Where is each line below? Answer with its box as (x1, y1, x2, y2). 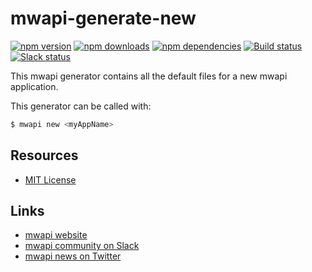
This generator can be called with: (10, 100, 152, 112)
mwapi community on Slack (24, 240, 140, 252)
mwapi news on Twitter (24, 250, 122, 262)
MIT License (24, 173, 77, 186)
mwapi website (24, 229, 88, 241)
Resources (10, 147, 79, 164)
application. (10, 80, 59, 92)
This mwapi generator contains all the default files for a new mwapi (10, 70, 288, 82)
